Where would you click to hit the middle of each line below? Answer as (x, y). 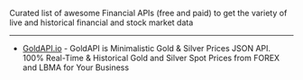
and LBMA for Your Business (75, 67)
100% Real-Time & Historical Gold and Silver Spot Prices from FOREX (151, 58)
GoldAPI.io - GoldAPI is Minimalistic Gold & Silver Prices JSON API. (147, 48)
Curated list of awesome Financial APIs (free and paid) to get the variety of (148, 13)
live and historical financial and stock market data (101, 22)
